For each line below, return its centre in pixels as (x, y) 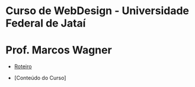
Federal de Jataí (46, 23)
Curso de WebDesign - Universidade (97, 11)
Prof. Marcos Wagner (59, 50)
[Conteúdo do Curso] (40, 78)
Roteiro (23, 66)
